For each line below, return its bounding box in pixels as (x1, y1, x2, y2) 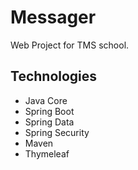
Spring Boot (24, 105, 75, 117)
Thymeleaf (24, 147, 70, 160)
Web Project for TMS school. (10, 39, 130, 51)
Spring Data (24, 116, 75, 128)
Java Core (24, 94, 68, 106)
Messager (10, 6, 97, 29)
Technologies (10, 68, 98, 85)
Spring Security (24, 126, 90, 138)
